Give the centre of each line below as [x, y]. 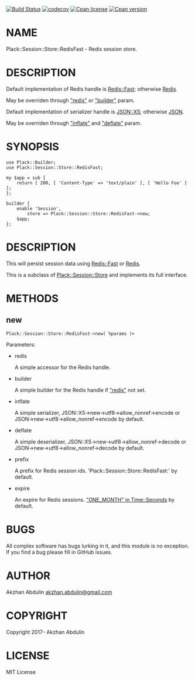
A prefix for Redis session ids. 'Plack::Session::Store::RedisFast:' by [96, 471]
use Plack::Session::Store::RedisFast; [55, 167]
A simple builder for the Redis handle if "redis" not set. [80, 390]
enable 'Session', [39, 208]
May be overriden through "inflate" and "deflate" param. [74, 123]
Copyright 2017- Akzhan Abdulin [45, 632]
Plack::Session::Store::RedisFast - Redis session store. [72, 49]
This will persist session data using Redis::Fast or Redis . [73, 263]
